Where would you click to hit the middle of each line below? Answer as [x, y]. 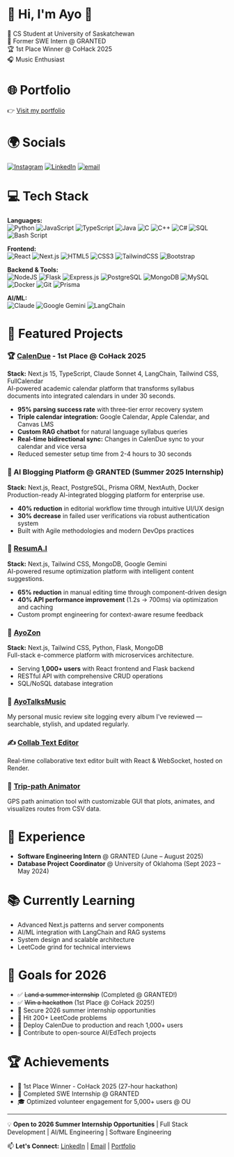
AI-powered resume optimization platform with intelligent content [101, 571]
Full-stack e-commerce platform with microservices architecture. [101, 655]
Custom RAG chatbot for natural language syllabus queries [102, 432]
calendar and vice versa [52, 447]
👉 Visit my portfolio [36, 110]
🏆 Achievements [58, 1062]
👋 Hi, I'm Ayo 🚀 [50, 14]
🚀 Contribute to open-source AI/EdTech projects [87, 1032]
